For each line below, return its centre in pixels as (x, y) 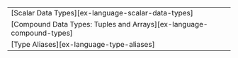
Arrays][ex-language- (170, 24)
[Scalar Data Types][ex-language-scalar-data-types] (102, 13)
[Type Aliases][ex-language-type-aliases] (83, 44)
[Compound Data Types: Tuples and (71, 24)
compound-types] (42, 33)
